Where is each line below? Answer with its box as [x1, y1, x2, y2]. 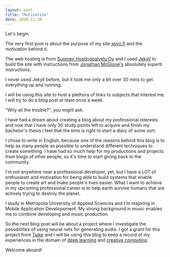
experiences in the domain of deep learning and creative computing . [5, 237, 149, 243]
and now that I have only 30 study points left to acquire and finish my [5, 122, 150, 128]
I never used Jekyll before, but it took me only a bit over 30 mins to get [5, 77, 153, 83]
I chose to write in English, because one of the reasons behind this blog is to [5, 138, 165, 144]
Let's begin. [5, 31, 30, 37]
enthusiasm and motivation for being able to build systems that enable [5, 174, 152, 180]
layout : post [5, 7, 33, 13]
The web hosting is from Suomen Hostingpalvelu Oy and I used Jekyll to [5, 56, 156, 62]
